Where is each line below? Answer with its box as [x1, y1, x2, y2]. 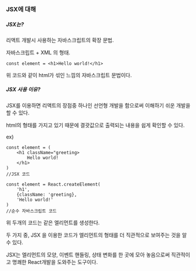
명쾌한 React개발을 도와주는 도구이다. [12, 258, 98, 265]
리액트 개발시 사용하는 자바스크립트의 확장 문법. [6, 36, 114, 43]
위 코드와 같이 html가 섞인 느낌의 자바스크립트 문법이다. [6, 71, 132, 78]
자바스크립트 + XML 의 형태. [6, 48, 71, 56]
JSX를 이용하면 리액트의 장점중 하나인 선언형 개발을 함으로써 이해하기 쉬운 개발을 [6, 102, 191, 109]
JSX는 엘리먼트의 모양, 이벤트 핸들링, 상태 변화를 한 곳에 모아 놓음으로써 [6, 251, 170, 258]
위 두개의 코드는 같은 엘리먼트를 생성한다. [6, 219, 100, 226]
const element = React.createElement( [6, 181, 101, 187]
